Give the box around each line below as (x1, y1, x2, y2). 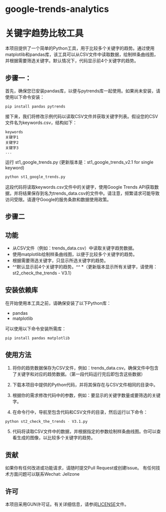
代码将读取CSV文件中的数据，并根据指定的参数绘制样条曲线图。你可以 (12, 428, 157, 434)
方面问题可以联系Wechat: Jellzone (9, 471, 80, 477)
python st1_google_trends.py (5, 174, 66, 179)
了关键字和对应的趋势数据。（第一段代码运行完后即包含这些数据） (12, 371, 146, 377)
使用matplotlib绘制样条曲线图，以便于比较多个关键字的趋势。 (12, 252, 138, 257)
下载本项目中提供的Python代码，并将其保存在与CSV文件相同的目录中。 (12, 382, 158, 387)
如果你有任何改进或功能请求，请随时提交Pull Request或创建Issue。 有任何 (5, 465, 156, 471)
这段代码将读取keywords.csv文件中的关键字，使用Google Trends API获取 (5, 184, 155, 190)
